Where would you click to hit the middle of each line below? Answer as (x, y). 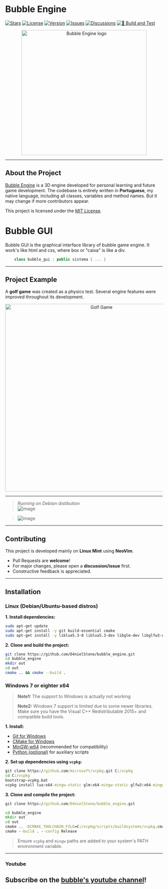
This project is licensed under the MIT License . (53, 211)
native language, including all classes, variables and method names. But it (81, 196)
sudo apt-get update (27, 626)
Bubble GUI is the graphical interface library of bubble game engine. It (77, 245)
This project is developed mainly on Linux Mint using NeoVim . (69, 551)
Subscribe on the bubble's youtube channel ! (76, 880)
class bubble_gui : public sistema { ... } (60, 259)
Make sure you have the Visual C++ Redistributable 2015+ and (82, 711)
